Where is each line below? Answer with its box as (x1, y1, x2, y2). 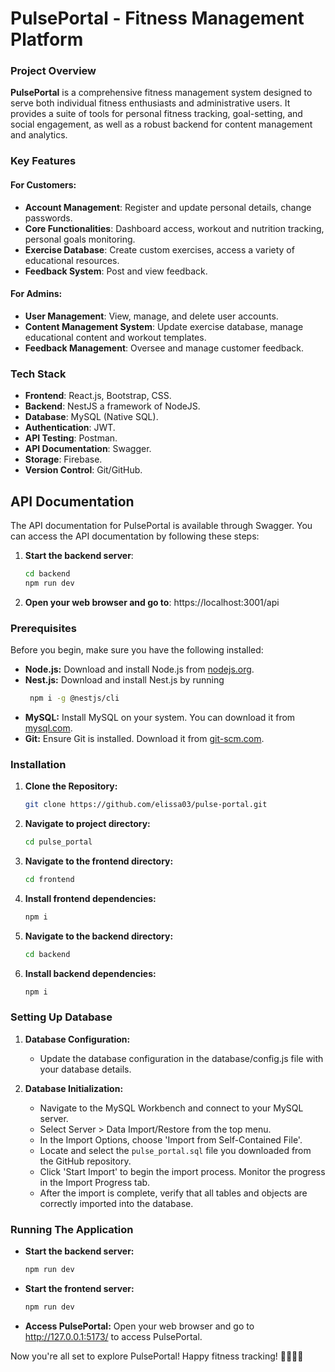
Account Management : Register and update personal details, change (24, 201, 312, 213)
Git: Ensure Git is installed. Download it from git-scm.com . (24, 732, 265, 744)
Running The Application (10, 1222, 134, 1236)
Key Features (10, 154, 77, 168)
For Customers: (10, 179, 77, 191)
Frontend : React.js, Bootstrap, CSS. (24, 390, 172, 402)
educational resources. (24, 254, 120, 266)
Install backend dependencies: (24, 967, 157, 979)
